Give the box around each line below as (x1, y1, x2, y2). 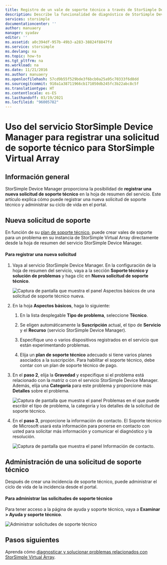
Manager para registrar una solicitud (5, 132, 160, 143)
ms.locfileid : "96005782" (5, 100, 59, 105)
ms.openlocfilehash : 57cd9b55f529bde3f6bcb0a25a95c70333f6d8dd (5, 77, 139, 82)
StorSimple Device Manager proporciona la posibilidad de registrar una (5, 186, 152, 192)
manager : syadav (5, 30, 39, 35)
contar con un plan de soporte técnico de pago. (19, 363, 118, 369)
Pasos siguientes (5, 536, 60, 544)
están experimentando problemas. (19, 342, 90, 348)
